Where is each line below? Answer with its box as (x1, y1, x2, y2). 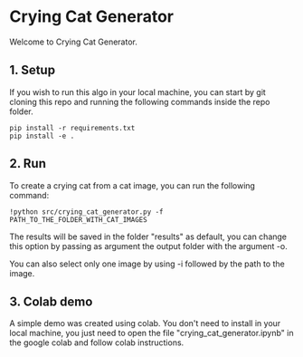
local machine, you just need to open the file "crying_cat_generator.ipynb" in (9, 328, 294, 339)
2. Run (9, 156, 47, 171)
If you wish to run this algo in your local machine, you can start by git (9, 86, 267, 97)
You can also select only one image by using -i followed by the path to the (9, 258, 285, 269)
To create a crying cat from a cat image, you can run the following (9, 179, 256, 191)
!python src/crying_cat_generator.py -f (9, 207, 165, 217)
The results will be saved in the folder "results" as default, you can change (9, 231, 288, 242)
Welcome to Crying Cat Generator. (9, 36, 137, 47)
